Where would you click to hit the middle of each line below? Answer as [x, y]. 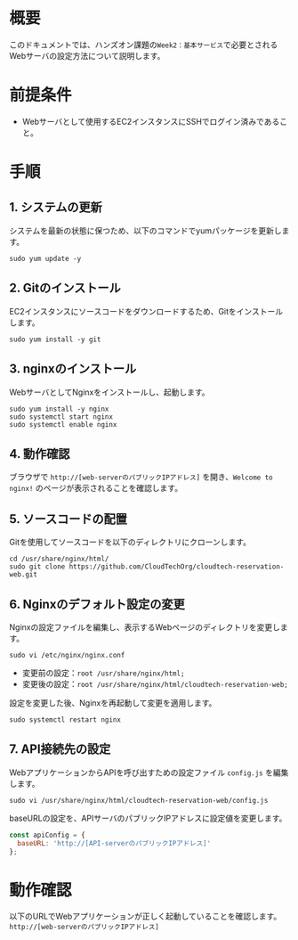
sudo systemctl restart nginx [65, 719]
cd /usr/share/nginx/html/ [59, 559]
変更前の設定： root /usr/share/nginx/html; [103, 673]
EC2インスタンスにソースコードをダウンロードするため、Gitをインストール [146, 311]
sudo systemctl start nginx [61, 417]
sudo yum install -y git [55, 339]
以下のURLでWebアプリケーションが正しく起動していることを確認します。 [145, 916]
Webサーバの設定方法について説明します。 [87, 55]
